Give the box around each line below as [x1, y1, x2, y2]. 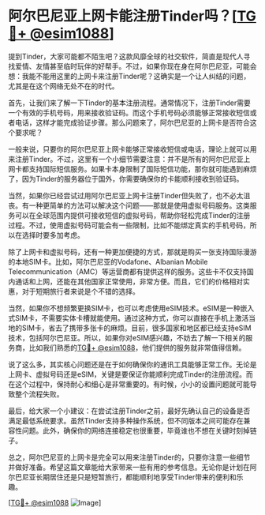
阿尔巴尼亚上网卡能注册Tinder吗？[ [8, 7, 237, 25]
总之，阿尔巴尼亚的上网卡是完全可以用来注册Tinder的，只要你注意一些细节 [8, 452, 251, 462]
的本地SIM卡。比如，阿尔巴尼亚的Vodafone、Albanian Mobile [8, 257, 208, 266]
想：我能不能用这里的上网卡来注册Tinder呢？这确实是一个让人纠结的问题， [8, 71, 251, 81]
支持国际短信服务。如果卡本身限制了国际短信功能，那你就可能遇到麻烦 [28, 164, 257, 174]
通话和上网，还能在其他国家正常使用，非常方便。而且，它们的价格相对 [14, 276, 243, 286]
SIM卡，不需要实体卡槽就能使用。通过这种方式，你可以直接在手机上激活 [14, 313, 249, 322]
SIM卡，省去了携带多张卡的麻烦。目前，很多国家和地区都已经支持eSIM [21, 323, 252, 333]
